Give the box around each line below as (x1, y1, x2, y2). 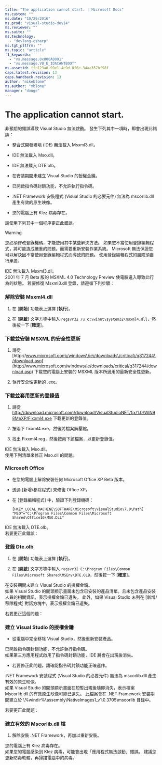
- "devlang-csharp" (9, 39, 49, 44)
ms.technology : (5, 34, 36, 39)
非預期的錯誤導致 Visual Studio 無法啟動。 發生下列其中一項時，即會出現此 (5, 125, 153, 131)
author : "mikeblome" (5, 79, 47, 84)
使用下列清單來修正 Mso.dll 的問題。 (5, 453, 77, 458)
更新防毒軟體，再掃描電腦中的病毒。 (5, 755, 77, 761)
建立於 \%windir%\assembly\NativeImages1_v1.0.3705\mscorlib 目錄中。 (9, 697, 153, 703)
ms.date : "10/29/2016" (5, 16, 51, 21)
